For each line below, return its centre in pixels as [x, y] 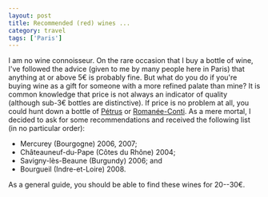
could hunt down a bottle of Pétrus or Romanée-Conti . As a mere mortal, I [130, 112]
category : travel [37, 30]
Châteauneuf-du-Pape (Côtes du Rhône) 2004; [98, 152]
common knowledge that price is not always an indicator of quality [118, 95]
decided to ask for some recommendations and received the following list [129, 120]
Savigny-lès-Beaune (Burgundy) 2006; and [91, 161]
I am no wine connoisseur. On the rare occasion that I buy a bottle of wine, [131, 61]
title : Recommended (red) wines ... [69, 23]
